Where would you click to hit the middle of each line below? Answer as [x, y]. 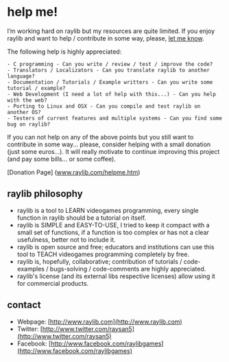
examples [31, 269]
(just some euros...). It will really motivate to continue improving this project [113, 151]
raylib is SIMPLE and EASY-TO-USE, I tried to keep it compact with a [113, 225]
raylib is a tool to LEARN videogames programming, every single [108, 210]
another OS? [24, 112]
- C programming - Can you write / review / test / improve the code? [110, 64]
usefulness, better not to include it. [66, 239]
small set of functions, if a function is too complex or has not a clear [113, 232]
